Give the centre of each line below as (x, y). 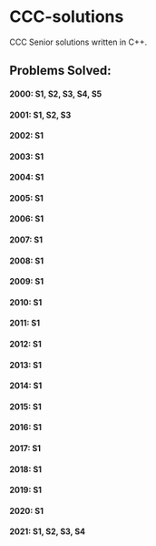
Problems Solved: (60, 71)
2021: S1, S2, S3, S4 (48, 531)
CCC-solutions (67, 17)
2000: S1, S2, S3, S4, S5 (56, 94)
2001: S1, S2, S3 (40, 115)
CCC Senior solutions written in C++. (78, 42)
